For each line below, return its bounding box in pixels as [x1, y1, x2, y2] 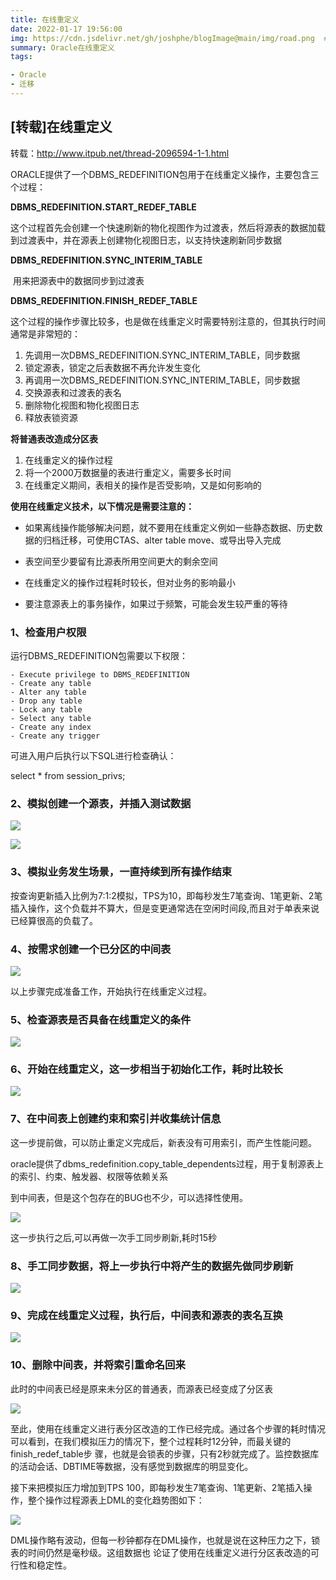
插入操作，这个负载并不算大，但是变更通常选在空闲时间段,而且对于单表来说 [10, 902, 320, 914]
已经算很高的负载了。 [10, 914, 98, 926]
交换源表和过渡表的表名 [24, 386, 122, 398]
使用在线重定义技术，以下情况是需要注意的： [10, 500, 195, 512]
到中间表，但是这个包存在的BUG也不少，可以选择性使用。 [10, 1191, 249, 1203]
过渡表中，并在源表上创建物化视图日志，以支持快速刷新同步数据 [18, 234, 282, 246]
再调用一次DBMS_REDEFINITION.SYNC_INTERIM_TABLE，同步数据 [24, 374, 301, 386]
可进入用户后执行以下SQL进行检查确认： [10, 749, 177, 761]
